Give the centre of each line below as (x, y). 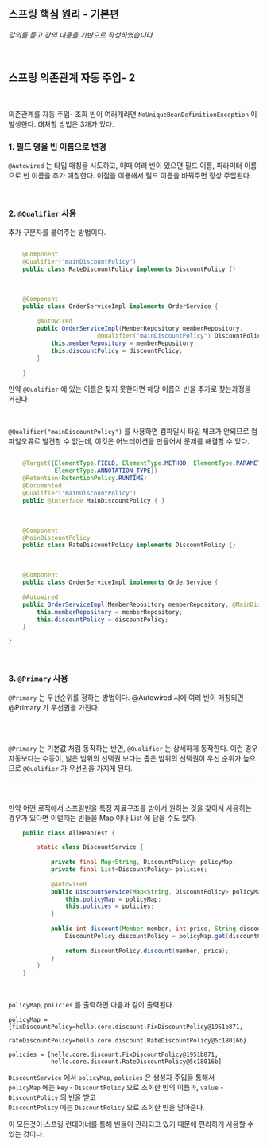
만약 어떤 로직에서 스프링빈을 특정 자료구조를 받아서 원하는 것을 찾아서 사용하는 (130, 808)
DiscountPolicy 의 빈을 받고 (52, 1097)
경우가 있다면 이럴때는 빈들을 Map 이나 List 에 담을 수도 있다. (103, 818)
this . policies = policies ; (110, 906)
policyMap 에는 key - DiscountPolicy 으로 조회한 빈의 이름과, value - (116, 1087)
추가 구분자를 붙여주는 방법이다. (57, 233)
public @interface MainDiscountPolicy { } (94, 500)
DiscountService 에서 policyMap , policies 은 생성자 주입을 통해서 (112, 1078)
